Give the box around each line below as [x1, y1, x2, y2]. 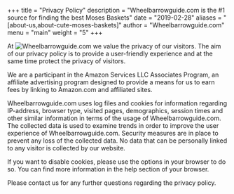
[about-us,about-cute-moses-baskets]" [7, 21, 122, 29]
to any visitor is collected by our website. [7, 144, 126, 152]
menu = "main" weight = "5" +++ [7, 28, 103, 37]
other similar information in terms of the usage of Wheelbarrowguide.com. [7, 114, 221, 122]
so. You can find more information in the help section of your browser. [7, 165, 209, 173]
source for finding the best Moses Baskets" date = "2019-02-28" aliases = [7, 13, 222, 22]
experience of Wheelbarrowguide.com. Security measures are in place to [7, 129, 219, 137]
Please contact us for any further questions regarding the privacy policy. [7, 179, 216, 187]
